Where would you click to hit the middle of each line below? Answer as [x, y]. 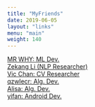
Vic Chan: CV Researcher [43, 74]
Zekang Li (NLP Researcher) [47, 67]
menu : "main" [26, 33]
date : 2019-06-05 [32, 20]
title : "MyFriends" [35, 14]
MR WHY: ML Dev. [34, 59]
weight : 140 [24, 40]
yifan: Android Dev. [35, 96]
